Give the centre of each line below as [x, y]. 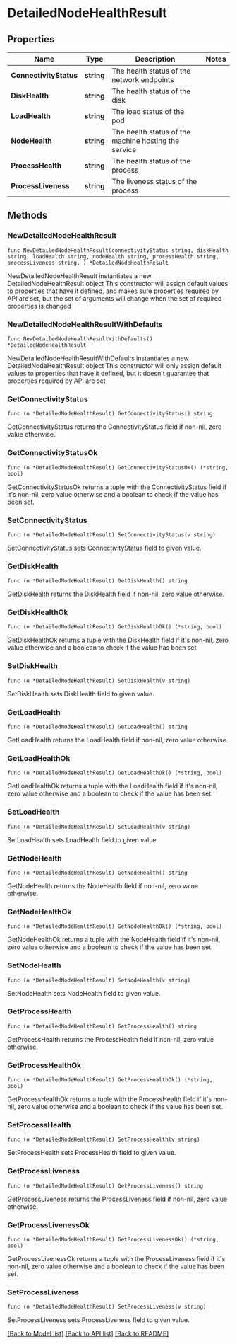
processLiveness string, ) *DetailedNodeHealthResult [88, 263]
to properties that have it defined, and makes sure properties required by [113, 291]
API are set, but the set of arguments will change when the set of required [115, 298]
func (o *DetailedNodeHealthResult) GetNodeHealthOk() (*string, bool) [115, 926]
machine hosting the [146, 141]
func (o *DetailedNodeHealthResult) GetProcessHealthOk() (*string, [110, 1080]
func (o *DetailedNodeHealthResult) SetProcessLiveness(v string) [107, 1307]
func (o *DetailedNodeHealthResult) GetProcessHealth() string [102, 1026]
